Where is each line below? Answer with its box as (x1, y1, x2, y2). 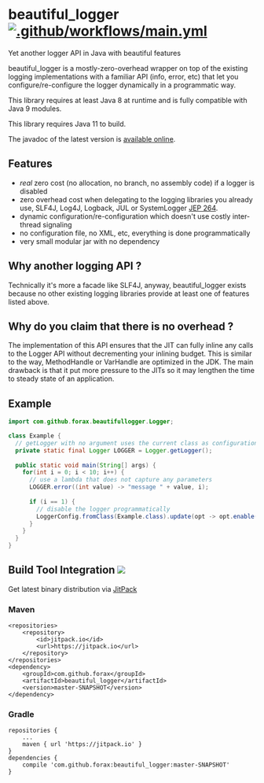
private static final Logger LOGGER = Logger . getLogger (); (15, 446, 213, 454)
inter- (232, 211, 251, 221)
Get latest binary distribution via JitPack (8, 584, 137, 593)
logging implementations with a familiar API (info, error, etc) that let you (8, 72, 239, 81)
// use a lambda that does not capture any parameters (28, 476, 213, 484)
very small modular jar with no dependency (19, 236, 160, 246)
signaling (42, 220, 72, 229)
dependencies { (8, 754, 58, 763)
